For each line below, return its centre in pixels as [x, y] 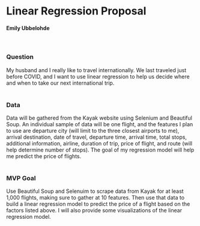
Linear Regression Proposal [76, 11]
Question [20, 57]
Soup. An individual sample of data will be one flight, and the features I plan [100, 124]
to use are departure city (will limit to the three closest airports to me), [93, 130]
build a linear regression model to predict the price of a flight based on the [98, 204]
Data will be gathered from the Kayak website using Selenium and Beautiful [99, 118]
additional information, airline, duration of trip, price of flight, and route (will [99, 143]
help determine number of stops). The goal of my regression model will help [100, 150]
